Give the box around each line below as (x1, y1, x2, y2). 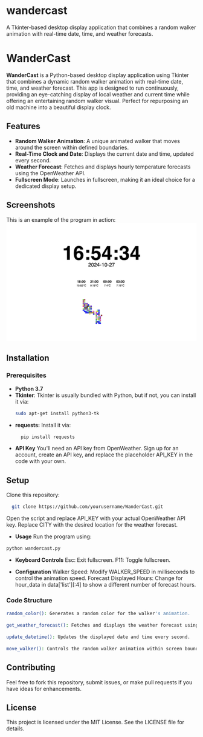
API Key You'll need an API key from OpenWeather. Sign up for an (14, 445, 179, 452)
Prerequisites (6, 371, 47, 379)
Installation (6, 353, 50, 364)
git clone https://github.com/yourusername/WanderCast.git (11, 504, 164, 510)
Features (6, 121, 40, 132)
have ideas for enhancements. (6, 685, 82, 692)
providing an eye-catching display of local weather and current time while (6, 90, 190, 98)
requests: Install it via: (14, 421, 71, 429)
